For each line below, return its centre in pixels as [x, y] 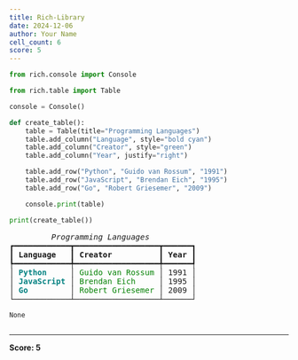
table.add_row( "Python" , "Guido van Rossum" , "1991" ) [126, 172]
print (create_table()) [51, 220]
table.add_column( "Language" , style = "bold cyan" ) [119, 139]
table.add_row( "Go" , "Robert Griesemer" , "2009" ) [119, 188]
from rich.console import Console [73, 75]
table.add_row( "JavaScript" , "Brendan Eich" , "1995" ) [126, 180]
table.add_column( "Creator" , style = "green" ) [109, 147]
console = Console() [47, 106]
